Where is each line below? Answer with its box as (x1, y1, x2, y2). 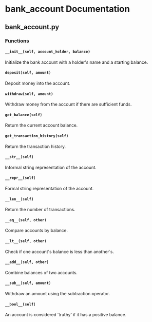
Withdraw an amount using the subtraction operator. (5, 290, 110, 296)
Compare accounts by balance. (5, 228, 68, 233)
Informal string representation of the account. (5, 164, 96, 170)
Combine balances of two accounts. (5, 269, 78, 275)
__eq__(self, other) (5, 217, 47, 222)
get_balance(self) (5, 112, 42, 117)
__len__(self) (5, 197, 34, 201)
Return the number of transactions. (5, 207, 76, 213)
